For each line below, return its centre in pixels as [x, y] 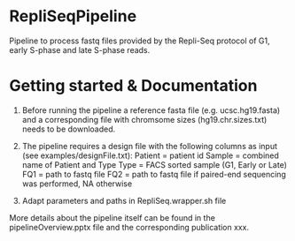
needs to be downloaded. [69, 129]
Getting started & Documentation [133, 86]
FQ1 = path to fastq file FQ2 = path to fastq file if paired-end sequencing [154, 174]
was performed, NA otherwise [77, 184]
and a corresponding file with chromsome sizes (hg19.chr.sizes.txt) [144, 119]
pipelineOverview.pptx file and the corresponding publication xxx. [129, 227]
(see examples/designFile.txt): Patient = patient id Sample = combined [150, 155]
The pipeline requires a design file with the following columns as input [149, 146]
